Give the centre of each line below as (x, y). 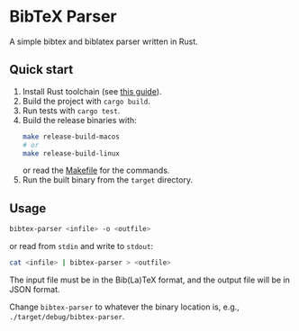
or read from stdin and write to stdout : (82, 246)
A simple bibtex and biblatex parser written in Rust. (104, 41)
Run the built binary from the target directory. (108, 180)
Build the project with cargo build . (86, 101)
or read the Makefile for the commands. (96, 170)
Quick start (41, 70)
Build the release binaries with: (79, 120)
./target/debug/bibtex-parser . (67, 316)
